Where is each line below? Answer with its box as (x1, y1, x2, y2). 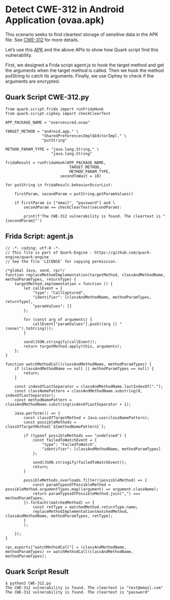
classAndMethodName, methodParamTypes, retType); (5, 513, 113, 518)
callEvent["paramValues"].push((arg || (32, 321, 117, 327)
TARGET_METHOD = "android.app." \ (5, 129, 79, 134)
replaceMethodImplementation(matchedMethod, (32, 509, 129, 514)
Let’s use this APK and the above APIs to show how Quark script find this (5, 46, 159, 53)
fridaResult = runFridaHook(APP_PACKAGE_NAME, (5, 160, 106, 165)
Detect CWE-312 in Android (5, 4, 124, 15)
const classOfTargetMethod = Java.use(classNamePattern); (23, 415, 150, 420)
